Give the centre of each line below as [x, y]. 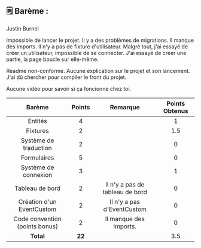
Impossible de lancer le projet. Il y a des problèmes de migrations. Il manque [100, 40]
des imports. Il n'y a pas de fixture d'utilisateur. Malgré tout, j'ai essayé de [97, 46]
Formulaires [37, 157]
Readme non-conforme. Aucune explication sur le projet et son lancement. [98, 71]
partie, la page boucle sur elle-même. [52, 59]
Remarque [125, 107]
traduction [37, 148]
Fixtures [37, 130]
